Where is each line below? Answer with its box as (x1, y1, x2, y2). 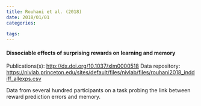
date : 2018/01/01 (6, 14, 50, 20)
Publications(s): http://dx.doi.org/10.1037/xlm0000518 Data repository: (6, 62, 181, 69)
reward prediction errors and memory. (6, 93, 101, 101)
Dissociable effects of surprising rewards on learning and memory (6, 49, 176, 56)
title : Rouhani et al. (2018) (6, 8, 82, 15)
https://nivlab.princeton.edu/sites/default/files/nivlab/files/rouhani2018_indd (6, 69, 195, 76)
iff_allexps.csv (6, 75, 42, 83)
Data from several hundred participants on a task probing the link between (6, 87, 191, 94)
